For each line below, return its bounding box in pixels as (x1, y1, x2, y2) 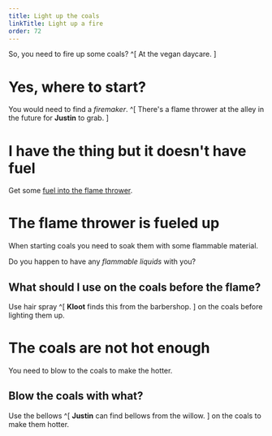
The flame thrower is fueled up (8, 214, 220, 232)
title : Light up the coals (8, 11, 100, 20)
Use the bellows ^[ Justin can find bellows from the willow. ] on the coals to (8, 411, 261, 421)
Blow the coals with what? (8, 389, 144, 403)
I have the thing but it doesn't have (8, 141, 247, 160)
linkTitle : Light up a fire (8, 19, 104, 28)
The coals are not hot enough (8, 339, 210, 357)
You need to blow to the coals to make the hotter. (8, 365, 173, 375)
